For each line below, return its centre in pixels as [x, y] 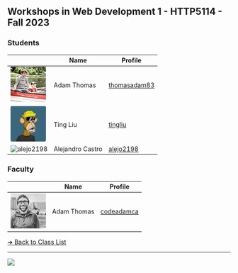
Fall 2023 [28, 23]
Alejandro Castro [78, 149]
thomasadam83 [131, 85]
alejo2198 [124, 149]
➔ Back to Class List [37, 242]
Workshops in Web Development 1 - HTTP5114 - [115, 12]
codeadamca [120, 211]
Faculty [21, 169]
